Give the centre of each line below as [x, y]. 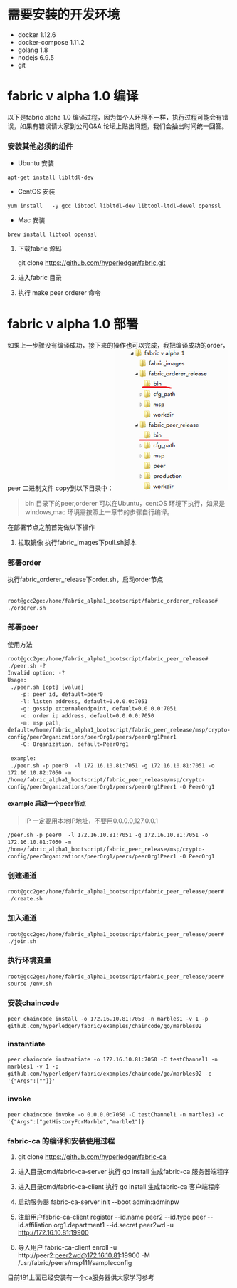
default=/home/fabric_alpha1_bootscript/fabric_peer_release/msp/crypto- [119, 730]
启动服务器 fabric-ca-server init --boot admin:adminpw [98, 1202]
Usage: [17, 680]
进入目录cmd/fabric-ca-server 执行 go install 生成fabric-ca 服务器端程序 [123, 1171]
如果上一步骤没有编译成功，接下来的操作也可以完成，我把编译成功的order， [118, 346]
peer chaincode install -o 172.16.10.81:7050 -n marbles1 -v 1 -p [108, 1019]
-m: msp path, [41, 723]
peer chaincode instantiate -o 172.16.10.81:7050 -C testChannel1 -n [113, 1060]
